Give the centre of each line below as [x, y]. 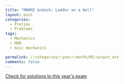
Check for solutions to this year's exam [46, 76]
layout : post [19, 15]
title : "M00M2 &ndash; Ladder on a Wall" [50, 10]
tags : [11, 34]
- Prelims [20, 24]
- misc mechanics [28, 48]
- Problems [21, 29]
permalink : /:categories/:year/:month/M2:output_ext [62, 57]
